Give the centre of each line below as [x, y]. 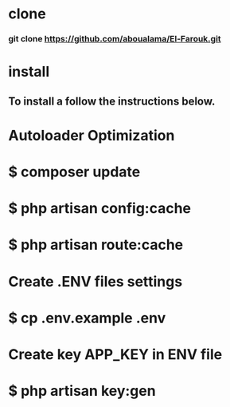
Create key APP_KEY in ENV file [115, 354]
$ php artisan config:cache [100, 209]
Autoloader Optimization [92, 135]
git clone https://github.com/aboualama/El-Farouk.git [115, 39]
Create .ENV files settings [96, 281]
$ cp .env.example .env [87, 318]
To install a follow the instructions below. [112, 101]
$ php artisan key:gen [82, 391]
